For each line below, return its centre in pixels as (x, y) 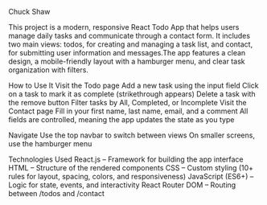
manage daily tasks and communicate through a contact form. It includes (129, 36)
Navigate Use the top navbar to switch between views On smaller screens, (132, 135)
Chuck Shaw (29, 12)
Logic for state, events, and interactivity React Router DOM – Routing (122, 185)
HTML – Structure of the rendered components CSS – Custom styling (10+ (131, 168)
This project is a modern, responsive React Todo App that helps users (124, 27)
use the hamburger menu (50, 143)
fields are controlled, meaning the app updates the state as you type (121, 119)
